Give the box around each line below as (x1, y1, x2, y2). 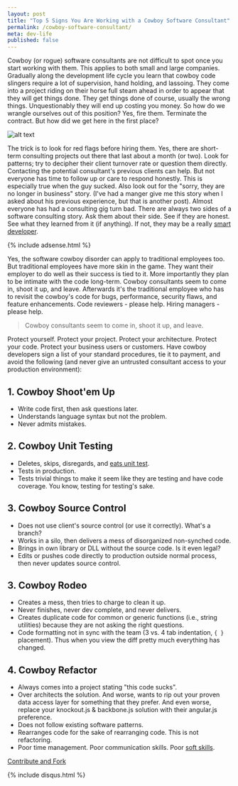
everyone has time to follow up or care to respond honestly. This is (7, 175, 202, 183)
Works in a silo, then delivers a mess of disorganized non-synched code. (17, 536, 232, 545)
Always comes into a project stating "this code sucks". (17, 683, 178, 692)
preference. (17, 713, 53, 721)
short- (200, 144, 219, 153)
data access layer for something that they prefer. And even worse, (17, 698, 212, 706)
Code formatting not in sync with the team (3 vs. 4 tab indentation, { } (17, 628, 225, 637)
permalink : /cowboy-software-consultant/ (7, 23, 132, 31)
